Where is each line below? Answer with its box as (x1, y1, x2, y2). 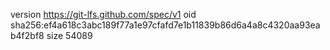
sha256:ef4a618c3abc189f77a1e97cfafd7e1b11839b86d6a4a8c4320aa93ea (10, 19, 321, 31)
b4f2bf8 (10, 30, 45, 41)
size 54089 (46, 30, 93, 41)
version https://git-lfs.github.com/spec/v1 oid (10, 9, 197, 20)
